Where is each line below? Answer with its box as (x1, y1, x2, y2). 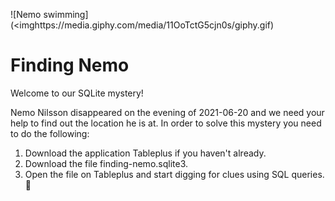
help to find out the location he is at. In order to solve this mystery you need (10, 117, 322, 129)
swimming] (43, 9, 89, 20)
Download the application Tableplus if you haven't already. (24, 147, 267, 159)
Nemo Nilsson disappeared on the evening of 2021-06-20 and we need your (10, 106, 325, 118)
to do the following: (10, 127, 90, 139)
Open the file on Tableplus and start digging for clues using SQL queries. (24, 168, 325, 180)
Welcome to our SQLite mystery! (10, 87, 144, 99)
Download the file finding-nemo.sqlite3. (24, 157, 189, 169)
